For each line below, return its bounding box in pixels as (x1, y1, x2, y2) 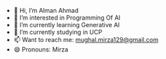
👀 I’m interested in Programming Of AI (13, 14, 121, 22)
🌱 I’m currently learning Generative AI (13, 21, 120, 28)
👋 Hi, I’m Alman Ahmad (13, 7, 79, 14)
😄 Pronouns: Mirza (13, 45, 69, 54)
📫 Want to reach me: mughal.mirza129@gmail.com (13, 36, 159, 43)
